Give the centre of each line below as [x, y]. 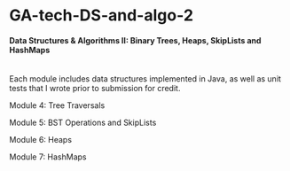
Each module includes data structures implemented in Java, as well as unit [145, 79]
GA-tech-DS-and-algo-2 [101, 16]
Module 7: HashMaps [48, 157]
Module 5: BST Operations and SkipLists [83, 123]
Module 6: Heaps [41, 140]
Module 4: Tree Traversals [57, 105]
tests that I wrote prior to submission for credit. [95, 89]
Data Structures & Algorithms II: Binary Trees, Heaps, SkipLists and [135, 40]
